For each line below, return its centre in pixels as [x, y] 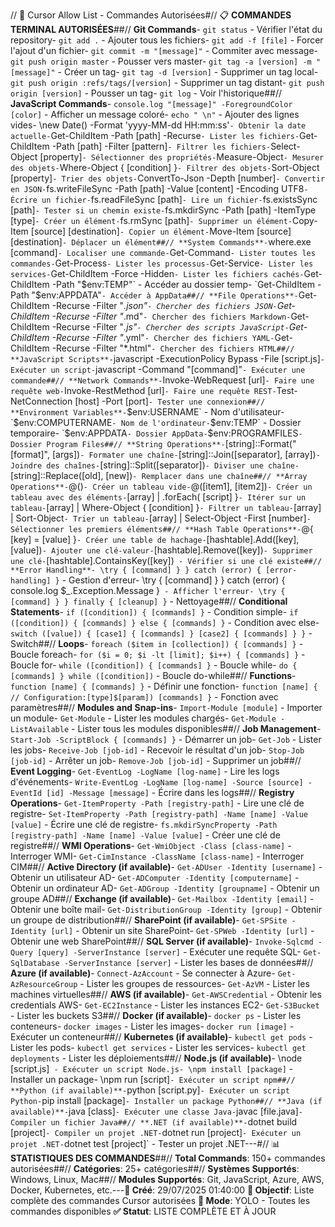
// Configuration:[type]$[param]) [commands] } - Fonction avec [144, 697]
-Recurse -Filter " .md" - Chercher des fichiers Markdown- [171, 316]
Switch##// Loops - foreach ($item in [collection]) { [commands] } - [157, 643]
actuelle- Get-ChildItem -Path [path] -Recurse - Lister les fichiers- [155, 135]
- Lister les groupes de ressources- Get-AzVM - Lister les [194, 983]
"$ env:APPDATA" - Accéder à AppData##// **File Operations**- [165, 295]
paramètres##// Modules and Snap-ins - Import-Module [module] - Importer [166, 707]
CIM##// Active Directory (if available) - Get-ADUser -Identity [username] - [166, 867]
